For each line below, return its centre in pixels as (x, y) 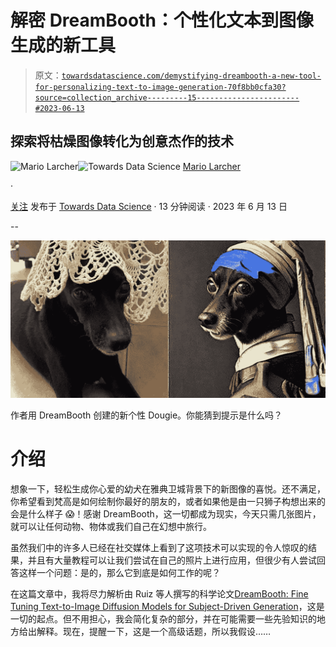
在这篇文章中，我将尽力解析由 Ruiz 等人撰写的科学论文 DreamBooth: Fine (159, 593)
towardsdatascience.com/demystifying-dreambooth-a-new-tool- (191, 76)
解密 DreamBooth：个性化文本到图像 (162, 20)
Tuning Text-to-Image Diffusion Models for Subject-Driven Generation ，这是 (167, 606)
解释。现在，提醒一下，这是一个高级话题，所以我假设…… (154, 631)
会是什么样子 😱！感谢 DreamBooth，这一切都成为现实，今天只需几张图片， (166, 513)
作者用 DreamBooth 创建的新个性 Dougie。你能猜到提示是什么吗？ (146, 415)
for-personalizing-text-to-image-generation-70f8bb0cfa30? (160, 87)
